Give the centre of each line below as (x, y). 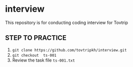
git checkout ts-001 (34, 55)
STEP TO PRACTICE (36, 38)
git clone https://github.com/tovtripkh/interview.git (69, 50)
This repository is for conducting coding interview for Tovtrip (67, 22)
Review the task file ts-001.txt (43, 60)
